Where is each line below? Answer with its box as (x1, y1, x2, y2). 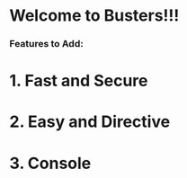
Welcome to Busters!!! (9, 5, 180, 26)
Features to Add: (9, 38, 84, 50)
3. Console (9, 153, 92, 174)
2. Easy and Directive (9, 111, 171, 132)
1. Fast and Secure (9, 71, 148, 91)
